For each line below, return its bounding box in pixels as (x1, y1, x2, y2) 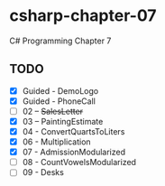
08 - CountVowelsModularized (22, 157, 137, 168)
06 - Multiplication (22, 136, 92, 147)
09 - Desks (22, 167, 65, 178)
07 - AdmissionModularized (22, 146, 126, 158)
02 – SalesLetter (22, 106, 84, 116)
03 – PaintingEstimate (22, 116, 104, 126)
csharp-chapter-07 (9, 5, 157, 26)
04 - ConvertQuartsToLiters (22, 126, 125, 136)
